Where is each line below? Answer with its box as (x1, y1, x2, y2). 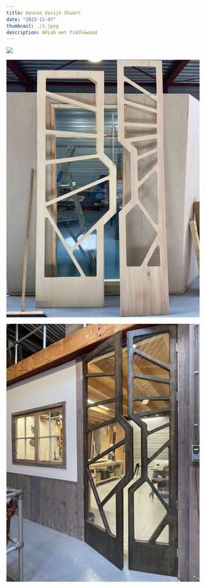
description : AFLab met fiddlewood (6, 29, 97, 36)
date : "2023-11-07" (6, 16, 56, 23)
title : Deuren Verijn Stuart (6, 10, 81, 16)
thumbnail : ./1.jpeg (6, 23, 59, 29)
